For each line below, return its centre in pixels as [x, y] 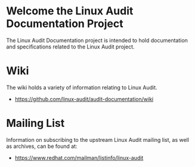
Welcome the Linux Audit [70, 11]
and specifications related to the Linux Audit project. [71, 47]
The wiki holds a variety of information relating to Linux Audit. [82, 87]
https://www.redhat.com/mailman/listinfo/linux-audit [79, 157]
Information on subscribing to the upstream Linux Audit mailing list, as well [98, 139]
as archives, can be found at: [42, 146]
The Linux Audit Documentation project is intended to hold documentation [97, 40]
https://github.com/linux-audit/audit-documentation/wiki [84, 99]
